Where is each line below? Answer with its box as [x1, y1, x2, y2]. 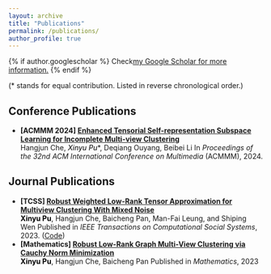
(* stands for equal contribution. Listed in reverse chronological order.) [8, 81, 244, 91]
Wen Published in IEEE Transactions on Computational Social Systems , [19, 221, 258, 231]
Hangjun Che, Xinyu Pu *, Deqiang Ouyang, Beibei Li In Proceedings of [19, 143, 253, 153]
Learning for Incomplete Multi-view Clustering [19, 134, 180, 144]
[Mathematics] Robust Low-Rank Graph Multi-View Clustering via [19, 239, 246, 249]
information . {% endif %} [8, 65, 91, 75]
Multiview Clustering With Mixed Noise [19, 204, 155, 214]
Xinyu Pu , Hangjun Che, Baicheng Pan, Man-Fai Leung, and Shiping [19, 213, 247, 223]
